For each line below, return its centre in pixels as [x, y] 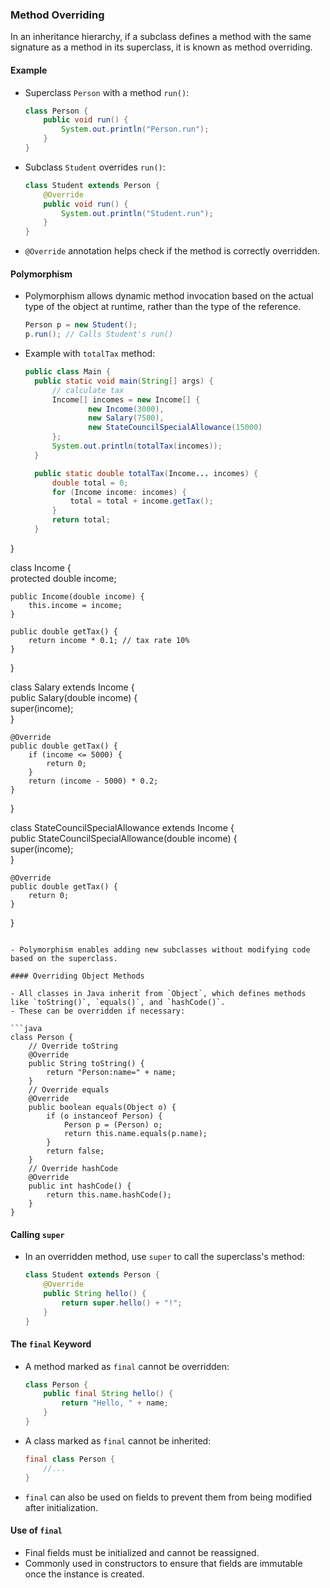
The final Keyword [51, 1344]
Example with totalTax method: [90, 354]
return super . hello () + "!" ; [122, 1303]
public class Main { [67, 372]
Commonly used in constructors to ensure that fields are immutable [163, 1563]
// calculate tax [88, 390]
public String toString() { [86, 1063]
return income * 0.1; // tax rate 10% [109, 640]
